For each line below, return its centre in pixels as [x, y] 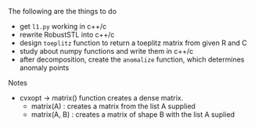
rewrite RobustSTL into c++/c [67, 35]
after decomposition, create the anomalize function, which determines [132, 59]
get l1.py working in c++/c [63, 26]
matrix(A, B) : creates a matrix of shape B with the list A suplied [133, 115]
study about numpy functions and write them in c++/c [106, 51]
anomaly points [44, 68]
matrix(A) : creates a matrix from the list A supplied [113, 106]
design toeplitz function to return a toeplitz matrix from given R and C [133, 43]
